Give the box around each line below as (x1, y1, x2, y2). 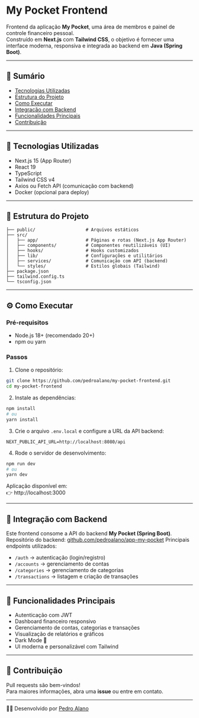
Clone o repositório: (14, 366, 63, 374)
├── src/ (6, 232, 28, 238)
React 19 (14, 163, 36, 170)
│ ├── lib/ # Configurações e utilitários (6, 253, 163, 259)
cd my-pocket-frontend (6, 383, 62, 389)
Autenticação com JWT (14, 611, 73, 618)
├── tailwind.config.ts (6, 274, 65, 279)
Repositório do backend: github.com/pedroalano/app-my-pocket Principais (6, 536, 190, 544)
